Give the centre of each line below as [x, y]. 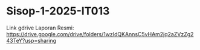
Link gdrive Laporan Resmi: [40, 28]
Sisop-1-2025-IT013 [58, 11]
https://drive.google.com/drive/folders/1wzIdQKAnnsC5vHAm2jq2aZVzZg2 [100, 34]
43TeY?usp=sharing [31, 40]
